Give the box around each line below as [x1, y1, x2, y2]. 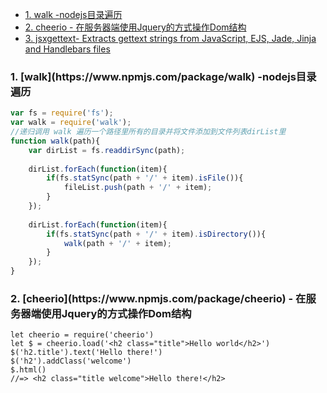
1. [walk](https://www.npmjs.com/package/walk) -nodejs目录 [10, 69, 317, 83]
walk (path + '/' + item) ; [63, 238, 172, 248]
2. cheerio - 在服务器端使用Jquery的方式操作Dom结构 [24, 21, 247, 33]
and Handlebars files [24, 43, 111, 55]
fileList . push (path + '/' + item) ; [63, 183, 213, 193]
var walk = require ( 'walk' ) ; [10, 118, 132, 128]
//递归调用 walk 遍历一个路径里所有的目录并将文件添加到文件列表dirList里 [10, 127, 287, 137]
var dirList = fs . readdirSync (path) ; [28, 145, 186, 155]
